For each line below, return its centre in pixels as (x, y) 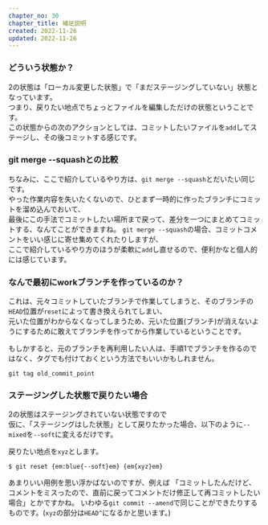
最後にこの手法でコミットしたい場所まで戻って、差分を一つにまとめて (124, 219)
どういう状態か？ (41, 68)
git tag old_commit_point (51, 374)
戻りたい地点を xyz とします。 (56, 452)
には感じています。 (40, 259)
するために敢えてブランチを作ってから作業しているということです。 (134, 331)
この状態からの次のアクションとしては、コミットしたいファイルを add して (129, 127)
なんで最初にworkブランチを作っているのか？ (96, 282)
